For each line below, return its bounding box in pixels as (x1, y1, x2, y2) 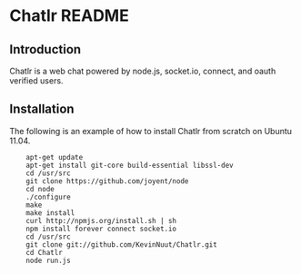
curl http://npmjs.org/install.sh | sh (25, 216, 177, 225)
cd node (25, 184, 55, 193)
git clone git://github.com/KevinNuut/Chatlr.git (25, 240, 218, 250)
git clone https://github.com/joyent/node (25, 176, 189, 186)
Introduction (9, 42, 82, 57)
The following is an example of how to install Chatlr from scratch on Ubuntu (9, 125, 293, 136)
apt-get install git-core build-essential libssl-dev (25, 161, 234, 170)
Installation (9, 102, 75, 117)
